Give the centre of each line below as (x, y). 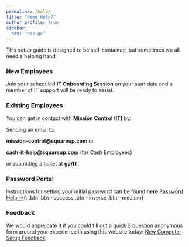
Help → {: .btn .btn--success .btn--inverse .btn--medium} (75, 198)
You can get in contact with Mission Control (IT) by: (69, 118)
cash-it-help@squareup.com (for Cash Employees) (69, 152)
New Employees (30, 71)
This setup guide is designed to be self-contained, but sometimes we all (93, 50)
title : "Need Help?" (31, 17)
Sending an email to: (31, 129)
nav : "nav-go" (28, 33)
